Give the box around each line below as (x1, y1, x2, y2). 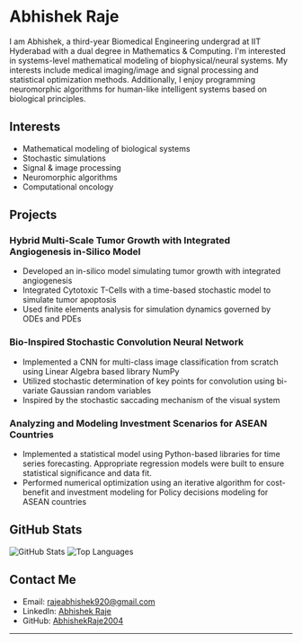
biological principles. (9, 92, 87, 104)
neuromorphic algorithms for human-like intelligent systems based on (9, 84, 268, 94)
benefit (22, 487, 49, 498)
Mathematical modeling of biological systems (22, 143, 191, 154)
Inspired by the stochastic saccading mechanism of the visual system (22, 394, 280, 405)
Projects (9, 207, 58, 223)
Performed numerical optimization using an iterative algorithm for (22, 478, 265, 489)
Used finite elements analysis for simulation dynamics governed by (22, 304, 271, 315)
